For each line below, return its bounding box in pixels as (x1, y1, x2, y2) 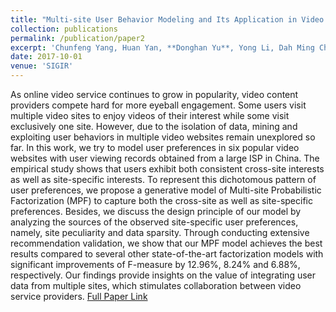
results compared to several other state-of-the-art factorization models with (10, 248, 324, 260)
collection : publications (10, 24, 118, 34)
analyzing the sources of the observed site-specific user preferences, (10, 216, 299, 228)
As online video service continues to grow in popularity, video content (10, 89, 299, 100)
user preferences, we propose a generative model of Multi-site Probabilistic (10, 184, 322, 196)
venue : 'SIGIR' (10, 61, 74, 71)
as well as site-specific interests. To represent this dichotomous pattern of (10, 174, 317, 185)
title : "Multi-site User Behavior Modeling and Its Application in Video (10, 14, 325, 25)
